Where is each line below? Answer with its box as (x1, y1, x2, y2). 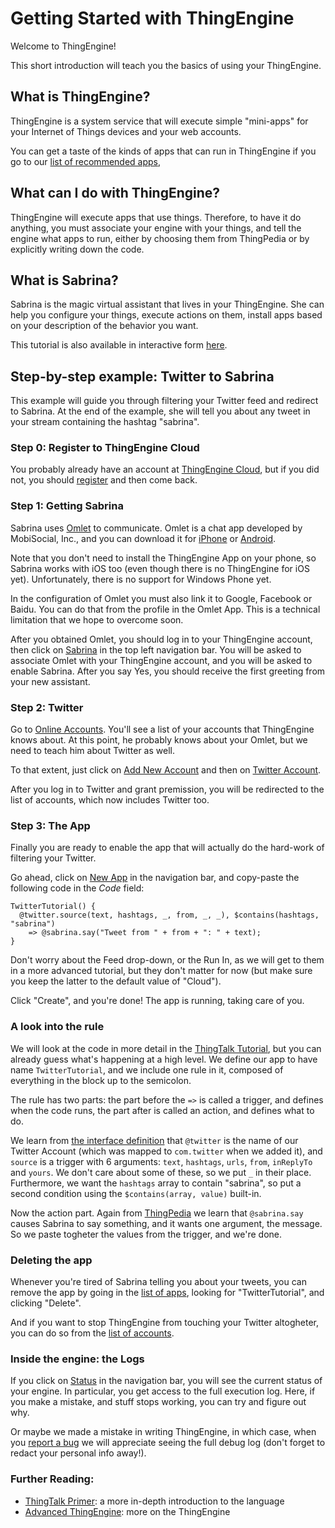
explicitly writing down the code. (10, 243, 145, 255)
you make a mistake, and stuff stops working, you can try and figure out (10, 1396, 307, 1408)
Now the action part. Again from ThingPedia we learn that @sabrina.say (10, 1207, 304, 1219)
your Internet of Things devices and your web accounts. (10, 125, 242, 137)
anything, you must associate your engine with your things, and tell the (10, 222, 302, 234)
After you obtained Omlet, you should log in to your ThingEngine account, (10, 633, 313, 645)
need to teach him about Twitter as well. (10, 745, 175, 757)
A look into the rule (10, 1020, 105, 1034)
